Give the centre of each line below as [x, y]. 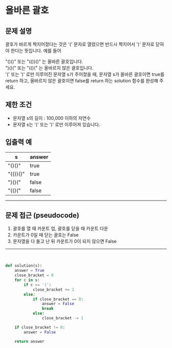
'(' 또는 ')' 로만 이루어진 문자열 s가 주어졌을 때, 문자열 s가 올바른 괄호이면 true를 [85, 74]
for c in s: [27, 280]
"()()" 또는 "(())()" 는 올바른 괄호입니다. [44, 61]
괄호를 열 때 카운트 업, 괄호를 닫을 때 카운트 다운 [60, 229]
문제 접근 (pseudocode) [42, 215]
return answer [29, 341]
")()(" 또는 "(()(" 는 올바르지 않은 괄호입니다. [49, 68]
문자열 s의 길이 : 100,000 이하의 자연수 [52, 118]
